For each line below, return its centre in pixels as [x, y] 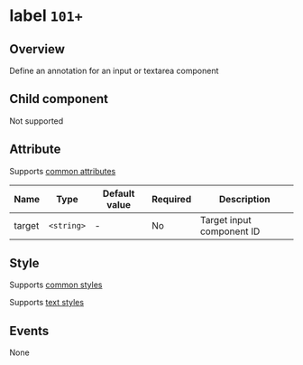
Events [29, 331]
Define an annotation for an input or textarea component [114, 70]
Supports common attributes [63, 171]
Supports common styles [56, 285]
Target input [225, 220]
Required [172, 199]
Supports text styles [46, 303]
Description [245, 199]
